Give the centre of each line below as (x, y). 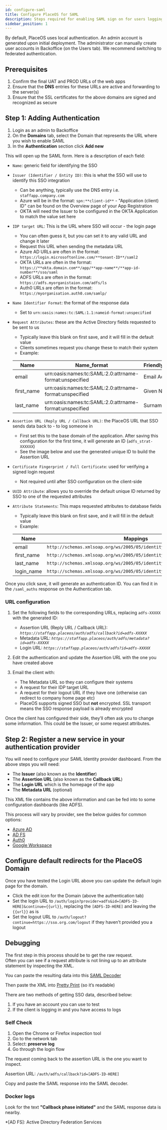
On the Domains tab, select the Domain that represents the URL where (85, 136)
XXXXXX (27, 446)
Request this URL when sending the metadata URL (71, 246)
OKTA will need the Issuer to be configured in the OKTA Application (89, 211)
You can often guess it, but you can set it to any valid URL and (83, 236)
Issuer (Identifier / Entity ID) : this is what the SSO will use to (80, 175)
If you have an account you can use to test (56, 1004)
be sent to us (26, 327)
